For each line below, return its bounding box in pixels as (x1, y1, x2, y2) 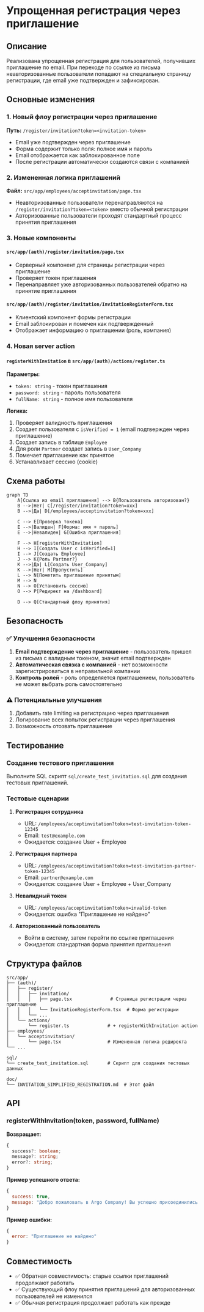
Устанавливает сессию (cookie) (15, 458, 98, 465)
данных (6, 1066, 23, 1072)
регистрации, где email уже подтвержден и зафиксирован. (6, 77, 160, 84)
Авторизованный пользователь (15, 923, 101, 930)
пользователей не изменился (15, 1292, 93, 1300)
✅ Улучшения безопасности (6, 634, 95, 643)
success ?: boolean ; (12, 1148, 62, 1154)
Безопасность (6, 616, 64, 626)
